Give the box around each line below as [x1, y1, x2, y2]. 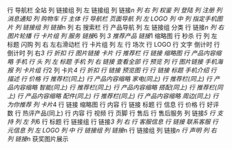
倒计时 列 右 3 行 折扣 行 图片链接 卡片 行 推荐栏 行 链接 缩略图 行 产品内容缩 [7, 49, 222, 57]
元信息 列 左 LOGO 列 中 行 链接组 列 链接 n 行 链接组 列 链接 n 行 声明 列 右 [7, 126, 217, 134]
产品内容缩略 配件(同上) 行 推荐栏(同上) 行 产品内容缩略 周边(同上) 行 [24, 92, 219, 100]
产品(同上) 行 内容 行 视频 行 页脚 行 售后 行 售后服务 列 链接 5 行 [34, 109, 215, 117]
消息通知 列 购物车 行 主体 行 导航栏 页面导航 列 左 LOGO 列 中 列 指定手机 [7, 14, 217, 23]
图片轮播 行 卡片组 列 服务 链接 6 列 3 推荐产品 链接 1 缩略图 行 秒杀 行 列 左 [7, 32, 218, 40]
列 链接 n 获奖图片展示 [7, 135, 69, 143]
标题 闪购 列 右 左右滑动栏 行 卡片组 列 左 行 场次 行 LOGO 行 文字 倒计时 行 [7, 41, 220, 48]
